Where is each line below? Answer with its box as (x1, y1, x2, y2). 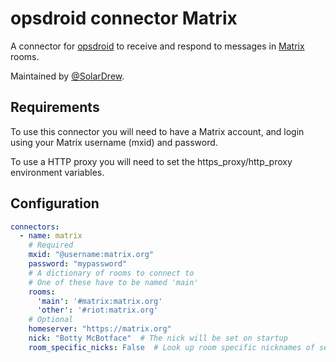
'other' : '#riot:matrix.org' (36, 305, 159, 316)
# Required (28, 240, 74, 251)
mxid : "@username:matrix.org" (28, 250, 155, 260)
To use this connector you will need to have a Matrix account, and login (10, 125, 305, 137)
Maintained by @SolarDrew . (10, 70, 125, 82)
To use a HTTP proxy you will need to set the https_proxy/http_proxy (10, 155, 293, 167)
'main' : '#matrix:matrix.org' (36, 296, 163, 306)
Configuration (10, 195, 100, 212)
